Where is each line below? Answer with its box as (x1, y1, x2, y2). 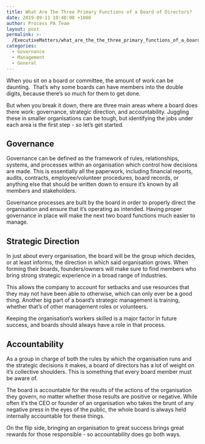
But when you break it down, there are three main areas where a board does (6, 101, 198, 109)
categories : (6, 43, 37, 49)
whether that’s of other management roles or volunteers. (6, 303, 148, 310)
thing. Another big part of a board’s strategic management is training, (6, 296, 180, 304)
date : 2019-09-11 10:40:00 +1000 (6, 15, 92, 21)
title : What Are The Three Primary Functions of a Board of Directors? (6, 9, 192, 15)
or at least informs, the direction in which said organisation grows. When (6, 259, 189, 266)
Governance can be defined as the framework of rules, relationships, (6, 155, 179, 162)
